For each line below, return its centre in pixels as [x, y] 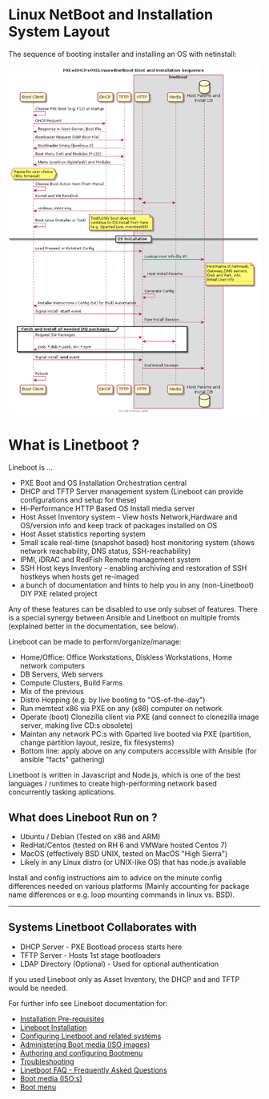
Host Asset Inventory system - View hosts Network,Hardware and [128, 517]
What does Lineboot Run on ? [83, 817]
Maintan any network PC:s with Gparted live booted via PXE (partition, [135, 734]
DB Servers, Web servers [62, 674]
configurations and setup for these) [78, 500]
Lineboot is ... [31, 467]
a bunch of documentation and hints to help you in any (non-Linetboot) [137, 585]
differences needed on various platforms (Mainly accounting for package [129, 886]
